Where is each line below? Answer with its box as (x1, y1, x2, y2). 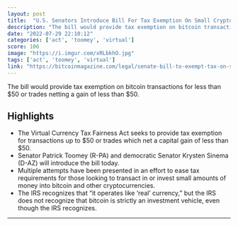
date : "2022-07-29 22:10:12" (7, 30, 93, 37)
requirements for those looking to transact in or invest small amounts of (17, 174, 227, 182)
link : (7, 63, 23, 70)
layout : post (7, 10, 46, 18)
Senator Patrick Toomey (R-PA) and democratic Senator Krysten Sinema (17, 151, 229, 160)
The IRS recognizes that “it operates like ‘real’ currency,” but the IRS (17, 189, 216, 198)
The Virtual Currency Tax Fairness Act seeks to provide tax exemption (17, 129, 222, 138)
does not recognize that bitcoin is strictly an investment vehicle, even (17, 196, 220, 205)
